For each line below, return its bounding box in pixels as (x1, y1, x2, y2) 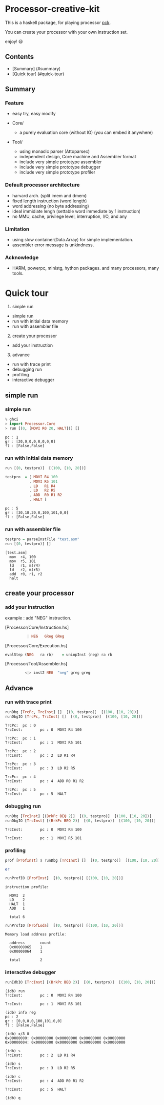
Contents (5, 53, 34, 61)
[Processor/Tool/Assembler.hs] (5, 661, 67, 667)
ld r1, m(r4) (9, 563, 41, 568)
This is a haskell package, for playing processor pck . (5, 20, 111, 25)
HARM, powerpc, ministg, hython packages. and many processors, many (12, 265, 159, 271)
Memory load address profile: (5, 932, 67, 936)
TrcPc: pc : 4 (5, 774, 36, 779)
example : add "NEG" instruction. (5, 615, 72, 621)
